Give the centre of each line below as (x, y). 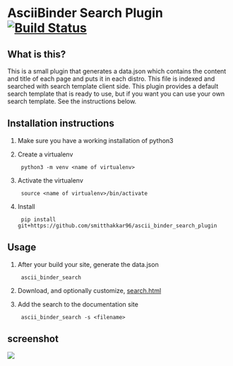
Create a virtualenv (45, 154)
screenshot (33, 339)
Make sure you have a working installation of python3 (96, 140)
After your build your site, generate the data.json (88, 264)
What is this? (37, 54)
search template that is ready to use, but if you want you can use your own (116, 94)
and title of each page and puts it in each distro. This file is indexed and (111, 79)
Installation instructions (61, 124)
